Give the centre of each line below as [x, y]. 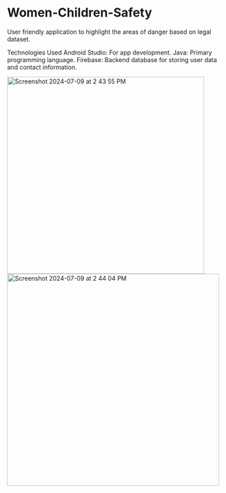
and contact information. [42, 67]
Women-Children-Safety [80, 13]
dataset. [19, 39]
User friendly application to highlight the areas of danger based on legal [109, 32]
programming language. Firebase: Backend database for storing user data [112, 59]
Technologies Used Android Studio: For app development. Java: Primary [110, 52]
